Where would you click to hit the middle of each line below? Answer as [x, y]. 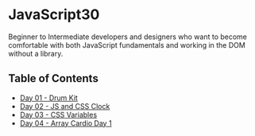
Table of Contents [54, 78]
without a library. [36, 53]
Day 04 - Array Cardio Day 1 [66, 123]
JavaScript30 [54, 15]
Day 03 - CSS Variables [58, 115]
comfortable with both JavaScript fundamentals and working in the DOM [127, 45]
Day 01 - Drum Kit [48, 98]
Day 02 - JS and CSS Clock [65, 106]
